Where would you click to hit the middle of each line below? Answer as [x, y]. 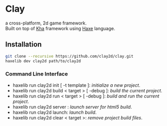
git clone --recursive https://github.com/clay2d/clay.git [69, 56]
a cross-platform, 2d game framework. [46, 23]
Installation [23, 45]
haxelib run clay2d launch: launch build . [55, 112]
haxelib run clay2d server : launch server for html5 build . [72, 107]
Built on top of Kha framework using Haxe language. [60, 28]
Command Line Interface [37, 74]
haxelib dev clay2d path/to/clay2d [43, 61]
